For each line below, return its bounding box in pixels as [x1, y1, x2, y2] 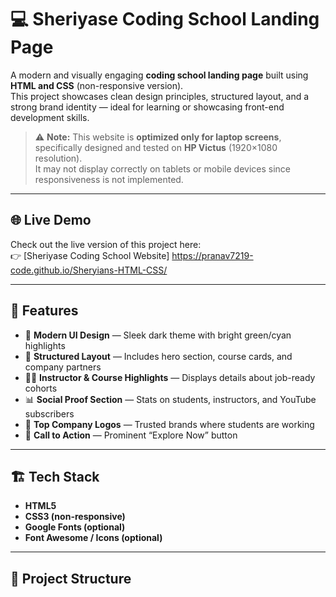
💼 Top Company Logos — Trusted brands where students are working [24, 418, 315, 430]
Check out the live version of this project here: [10, 238, 202, 250]
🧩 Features [10, 302, 79, 320]
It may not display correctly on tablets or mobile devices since [34, 162, 292, 175]
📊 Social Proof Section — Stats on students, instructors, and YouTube [24, 393, 317, 405]
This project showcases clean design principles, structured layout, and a [10, 90, 310, 102]
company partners [24, 361, 102, 373]
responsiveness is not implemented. [34, 173, 184, 185]
